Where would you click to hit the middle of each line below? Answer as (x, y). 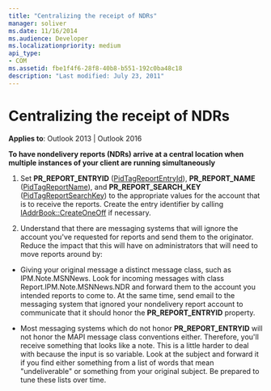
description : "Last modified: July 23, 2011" (86, 76)
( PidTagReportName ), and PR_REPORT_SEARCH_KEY (110, 187)
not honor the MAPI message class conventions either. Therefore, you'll (139, 337)
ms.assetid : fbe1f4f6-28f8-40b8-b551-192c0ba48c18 (95, 69)
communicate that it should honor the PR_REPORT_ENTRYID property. (138, 313)
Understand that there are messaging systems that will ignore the (129, 228)
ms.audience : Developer (49, 38)
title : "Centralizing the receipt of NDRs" (83, 16)
